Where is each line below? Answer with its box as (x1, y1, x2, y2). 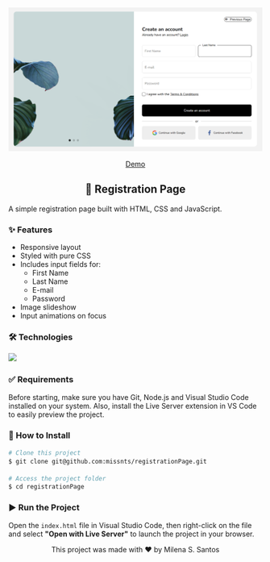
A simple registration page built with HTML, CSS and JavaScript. (8, 204, 222, 214)
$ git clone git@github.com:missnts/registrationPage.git (8, 457, 207, 465)
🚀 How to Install (8, 430, 71, 441)
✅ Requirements (8, 374, 74, 385)
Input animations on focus (19, 311, 107, 321)
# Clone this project (8, 448, 81, 457)
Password (31, 293, 66, 304)
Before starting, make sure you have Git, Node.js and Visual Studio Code (8, 392, 249, 402)
